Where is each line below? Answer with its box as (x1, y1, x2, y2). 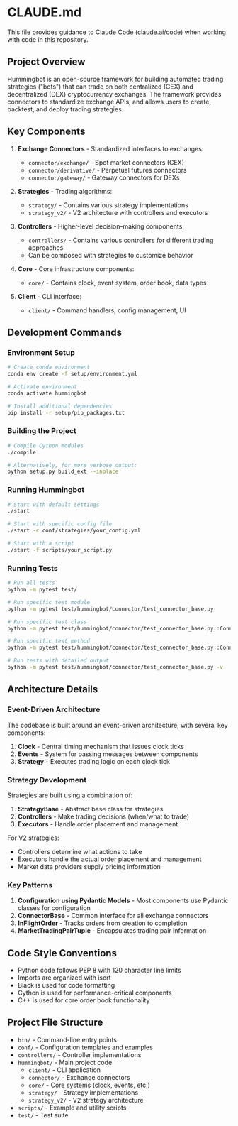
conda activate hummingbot (7, 390, 87, 397)
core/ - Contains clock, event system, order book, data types (28, 278, 207, 287)
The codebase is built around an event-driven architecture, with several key (7, 721, 228, 729)
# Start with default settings (7, 501, 100, 508)
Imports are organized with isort (17, 973, 111, 982)
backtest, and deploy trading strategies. (7, 104, 124, 114)
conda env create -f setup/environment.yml (7, 371, 138, 378)
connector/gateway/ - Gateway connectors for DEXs (28, 173, 180, 182)
